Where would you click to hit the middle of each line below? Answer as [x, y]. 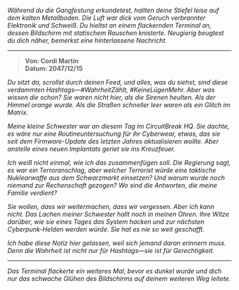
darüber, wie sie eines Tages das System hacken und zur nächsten [106, 222]
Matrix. [18, 112]
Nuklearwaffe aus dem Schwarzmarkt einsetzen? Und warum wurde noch [116, 178]
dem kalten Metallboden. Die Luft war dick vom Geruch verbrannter [107, 18]
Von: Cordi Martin [52, 61]
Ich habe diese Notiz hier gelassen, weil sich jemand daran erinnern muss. [117, 243]
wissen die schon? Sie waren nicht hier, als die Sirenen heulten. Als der [111, 97]
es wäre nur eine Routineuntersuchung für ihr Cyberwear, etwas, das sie [114, 134]
